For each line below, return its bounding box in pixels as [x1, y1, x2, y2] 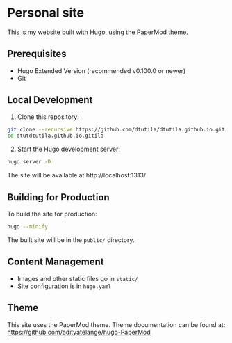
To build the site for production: [7, 210, 97, 218]
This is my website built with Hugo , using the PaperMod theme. [7, 28, 189, 36]
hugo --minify [7, 223, 49, 230]
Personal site [7, 5, 85, 21]
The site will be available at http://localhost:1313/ [7, 171, 147, 180]
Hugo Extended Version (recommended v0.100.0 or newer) [17, 66, 186, 74]
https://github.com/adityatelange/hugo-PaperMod [7, 328, 151, 336]
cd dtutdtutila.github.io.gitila [7, 132, 104, 140]
